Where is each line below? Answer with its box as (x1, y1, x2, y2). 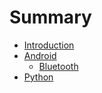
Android (23, 49, 57, 61)
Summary (9, 6, 92, 29)
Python (23, 71, 54, 83)
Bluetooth (38, 60, 79, 72)
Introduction (23, 39, 75, 51)
